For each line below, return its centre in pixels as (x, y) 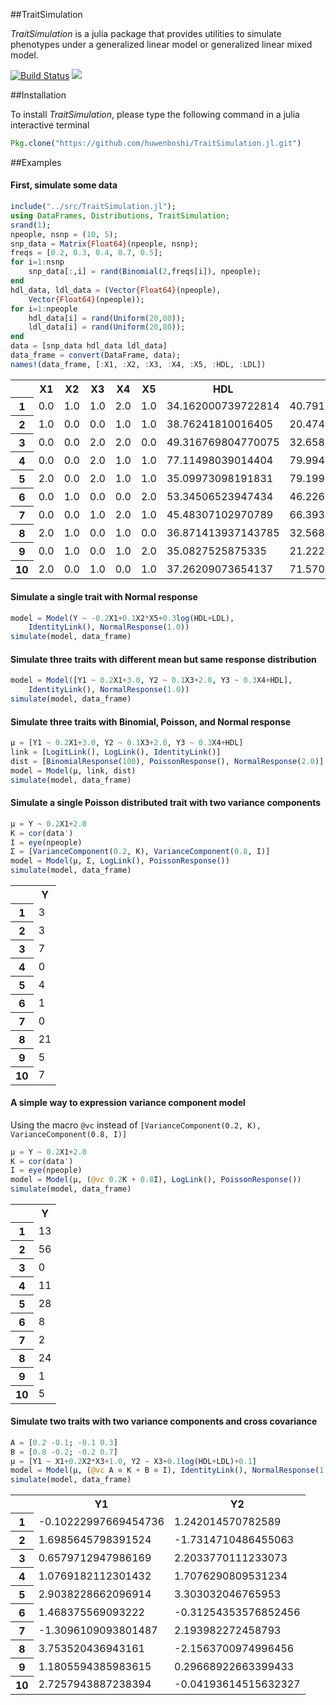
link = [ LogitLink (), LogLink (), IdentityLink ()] (116, 752)
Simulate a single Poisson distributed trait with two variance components (166, 803)
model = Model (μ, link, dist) (73, 770)
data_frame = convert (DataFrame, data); (96, 355)
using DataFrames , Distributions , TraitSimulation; (120, 215)
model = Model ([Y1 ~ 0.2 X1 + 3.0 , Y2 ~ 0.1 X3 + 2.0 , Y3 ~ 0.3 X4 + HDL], (151, 680)
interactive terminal (50, 125)
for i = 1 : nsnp (37, 262)
